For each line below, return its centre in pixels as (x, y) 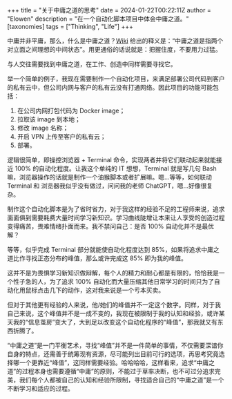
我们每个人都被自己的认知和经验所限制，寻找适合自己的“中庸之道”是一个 (122, 380)
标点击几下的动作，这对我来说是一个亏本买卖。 (97, 290)
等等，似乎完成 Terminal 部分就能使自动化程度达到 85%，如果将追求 (104, 250)
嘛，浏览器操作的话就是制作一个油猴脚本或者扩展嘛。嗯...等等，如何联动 (110, 177)
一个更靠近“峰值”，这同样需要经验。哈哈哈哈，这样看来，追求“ (108, 362)
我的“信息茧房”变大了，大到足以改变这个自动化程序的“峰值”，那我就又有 (115, 322)
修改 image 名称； (43, 128)
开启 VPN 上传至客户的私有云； (61, 136)
